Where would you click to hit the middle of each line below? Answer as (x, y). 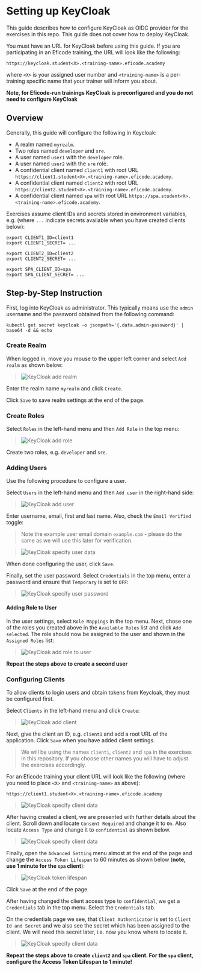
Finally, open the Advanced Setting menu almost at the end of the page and (99, 853)
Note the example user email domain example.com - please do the (101, 534)
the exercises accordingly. (54, 765)
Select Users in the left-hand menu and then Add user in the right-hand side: (100, 492)
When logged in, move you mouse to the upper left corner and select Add (96, 358)
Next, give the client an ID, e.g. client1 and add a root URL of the (87, 734)
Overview (25, 118)
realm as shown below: (35, 365)
